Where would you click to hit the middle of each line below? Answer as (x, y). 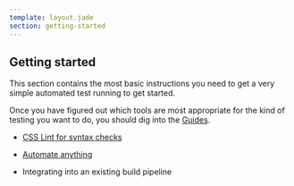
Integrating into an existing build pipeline (97, 172)
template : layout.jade (51, 17)
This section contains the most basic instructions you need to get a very (142, 84)
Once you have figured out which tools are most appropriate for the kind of (147, 110)
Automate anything (57, 155)
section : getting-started (57, 26)
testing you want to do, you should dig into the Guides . (110, 120)
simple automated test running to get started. (92, 93)
